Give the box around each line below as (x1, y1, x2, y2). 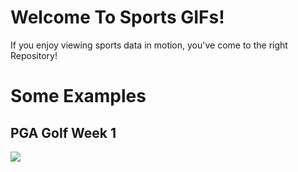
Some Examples (10, 85, 147, 108)
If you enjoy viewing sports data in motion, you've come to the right (10, 39, 288, 51)
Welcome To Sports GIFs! (10, 6, 225, 29)
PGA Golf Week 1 (10, 124, 117, 141)
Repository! (10, 49, 58, 61)
